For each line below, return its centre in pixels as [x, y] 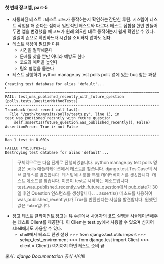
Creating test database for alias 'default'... [55, 84]
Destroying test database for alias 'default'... [57, 153]
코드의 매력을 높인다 [39, 62]
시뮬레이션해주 [144, 216]
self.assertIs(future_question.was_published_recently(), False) [82, 123]
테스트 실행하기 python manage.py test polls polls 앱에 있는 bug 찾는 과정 [84, 75]
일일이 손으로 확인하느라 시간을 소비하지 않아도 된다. [62, 38]
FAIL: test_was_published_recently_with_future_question [65, 97]
